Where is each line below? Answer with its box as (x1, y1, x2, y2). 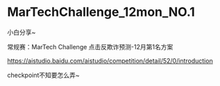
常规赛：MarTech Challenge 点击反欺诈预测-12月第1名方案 (7, 42, 174, 51)
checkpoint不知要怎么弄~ (7, 71, 80, 79)
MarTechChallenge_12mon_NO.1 (7, 4, 196, 20)
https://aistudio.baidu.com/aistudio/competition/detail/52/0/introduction (7, 56, 213, 64)
